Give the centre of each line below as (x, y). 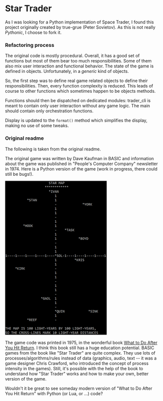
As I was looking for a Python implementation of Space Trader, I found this (80, 22)
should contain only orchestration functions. (49, 111)
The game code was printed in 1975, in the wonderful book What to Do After (81, 342)
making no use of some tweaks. (37, 126)
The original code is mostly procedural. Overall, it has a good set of (72, 56)
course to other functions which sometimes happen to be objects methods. (80, 91)
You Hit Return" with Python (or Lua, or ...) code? (54, 393)
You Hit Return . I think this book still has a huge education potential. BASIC (80, 348)
